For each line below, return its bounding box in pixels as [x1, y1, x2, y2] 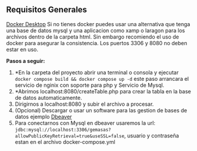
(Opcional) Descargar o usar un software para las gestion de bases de [14, 106, 187, 114]
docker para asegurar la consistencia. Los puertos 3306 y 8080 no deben [6, 39, 187, 46]
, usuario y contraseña [124, 132, 180, 139]
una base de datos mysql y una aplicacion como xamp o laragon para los [6, 27, 186, 34]
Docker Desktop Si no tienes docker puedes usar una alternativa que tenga [6, 20, 190, 27]
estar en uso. [6, 46, 39, 53]
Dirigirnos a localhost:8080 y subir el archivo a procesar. [14, 100, 154, 108]
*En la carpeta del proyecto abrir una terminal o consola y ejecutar [14, 68, 179, 76]
